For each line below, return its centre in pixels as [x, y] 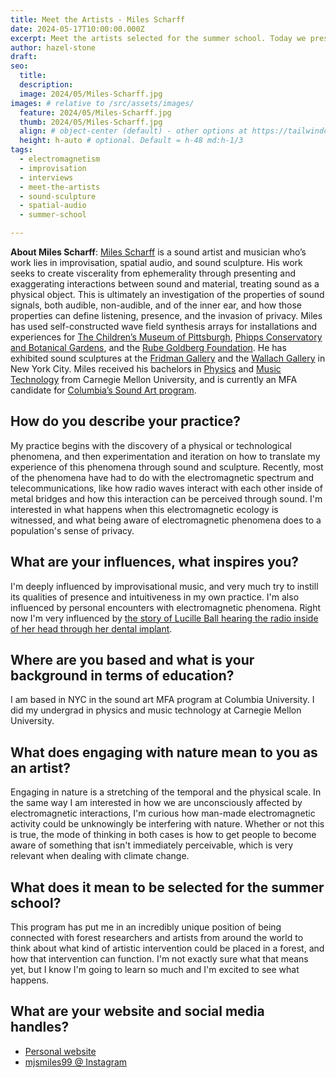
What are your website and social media [137, 1011]
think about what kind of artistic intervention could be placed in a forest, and [167, 948]
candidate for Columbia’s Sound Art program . [103, 390]
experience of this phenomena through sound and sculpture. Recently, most [167, 467]
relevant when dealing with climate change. [100, 856]
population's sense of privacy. [72, 530]
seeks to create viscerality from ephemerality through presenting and [153, 273]
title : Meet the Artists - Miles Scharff [98, 19]
